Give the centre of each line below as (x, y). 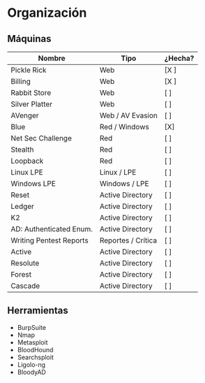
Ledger (23, 206)
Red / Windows (124, 127)
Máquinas (29, 39)
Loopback (27, 161)
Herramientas (38, 311)
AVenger (25, 115)
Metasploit (32, 342)
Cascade (25, 286)
